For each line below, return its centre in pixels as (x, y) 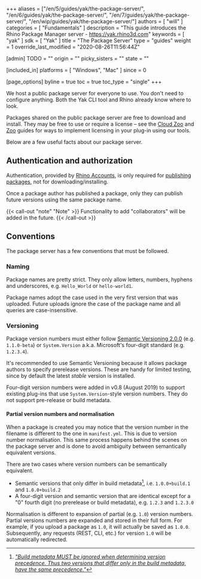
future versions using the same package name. (64, 200)
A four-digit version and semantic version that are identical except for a (103, 496)
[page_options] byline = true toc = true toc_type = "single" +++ (84, 82)
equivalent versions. (31, 453)
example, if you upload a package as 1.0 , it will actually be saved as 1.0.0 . (98, 527)
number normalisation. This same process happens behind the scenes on (97, 440)
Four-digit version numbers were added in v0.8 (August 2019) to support (96, 387)
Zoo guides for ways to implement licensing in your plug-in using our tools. (98, 130)
